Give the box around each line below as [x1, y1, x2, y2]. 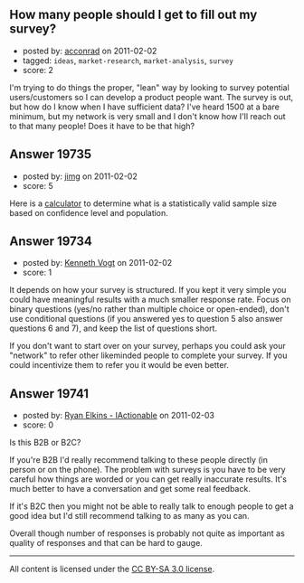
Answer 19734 [9, 234, 93, 249]
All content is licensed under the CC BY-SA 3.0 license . [9, 564, 215, 575]
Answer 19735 [9, 146, 92, 162]
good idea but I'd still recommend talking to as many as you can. [9, 511, 251, 522]
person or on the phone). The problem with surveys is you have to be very [9, 465, 287, 475]
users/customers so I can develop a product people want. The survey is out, [9, 91, 294, 102]
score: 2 [22, 64, 54, 75]
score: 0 [22, 419, 54, 430]
